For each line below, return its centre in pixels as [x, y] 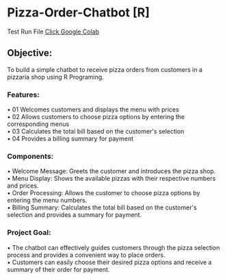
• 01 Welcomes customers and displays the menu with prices [93, 110]
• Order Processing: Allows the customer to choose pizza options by [104, 193]
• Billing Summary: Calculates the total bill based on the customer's [102, 207]
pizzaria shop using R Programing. [55, 77]
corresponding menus [38, 124]
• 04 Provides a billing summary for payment [70, 139]
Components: [30, 156]
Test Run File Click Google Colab [53, 31]
